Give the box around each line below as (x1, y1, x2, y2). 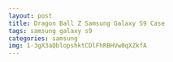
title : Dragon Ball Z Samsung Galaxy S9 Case (8, 19, 165, 27)
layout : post (8, 11, 53, 20)
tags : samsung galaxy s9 (8, 27, 93, 35)
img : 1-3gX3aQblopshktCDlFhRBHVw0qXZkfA (8, 42, 148, 50)
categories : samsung (8, 34, 79, 43)
